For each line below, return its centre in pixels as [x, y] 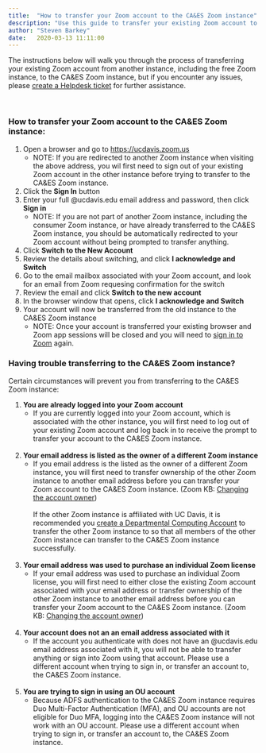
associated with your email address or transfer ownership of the [137, 590]
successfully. [55, 548]
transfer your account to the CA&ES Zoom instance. [118, 438]
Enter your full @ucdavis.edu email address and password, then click [136, 199]
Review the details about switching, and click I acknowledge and [129, 258]
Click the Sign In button [62, 191]
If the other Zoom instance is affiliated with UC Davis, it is [127, 514]
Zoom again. [53, 343]
